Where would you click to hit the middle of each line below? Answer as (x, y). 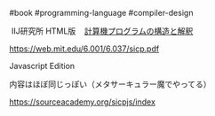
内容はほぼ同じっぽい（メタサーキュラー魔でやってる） (110, 84)
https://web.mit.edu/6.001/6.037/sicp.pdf (84, 49)
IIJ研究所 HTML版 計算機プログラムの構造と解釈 (102, 31)
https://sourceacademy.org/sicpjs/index (82, 102)
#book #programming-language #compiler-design (101, 13)
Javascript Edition (42, 66)
